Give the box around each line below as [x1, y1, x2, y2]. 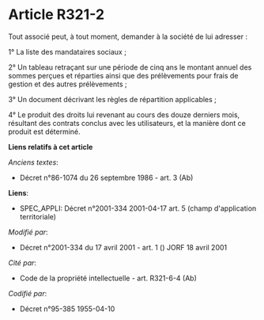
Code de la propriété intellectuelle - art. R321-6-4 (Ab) [19, 273, 198, 283]
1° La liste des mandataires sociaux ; [8, 47, 126, 56]
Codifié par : [8, 288, 47, 298]
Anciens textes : [8, 157, 59, 167]
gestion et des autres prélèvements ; [8, 79, 128, 89]
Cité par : [8, 257, 37, 267]
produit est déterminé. [8, 127, 81, 136]
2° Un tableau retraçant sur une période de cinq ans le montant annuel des [8, 62, 252, 72]
